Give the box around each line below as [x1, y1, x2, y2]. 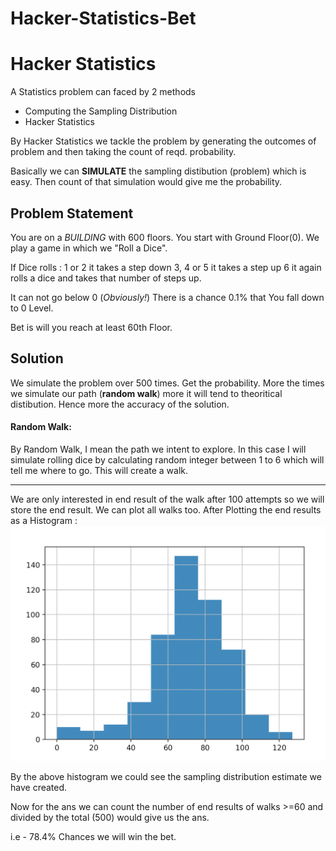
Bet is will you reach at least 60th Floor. [10, 321, 173, 333]
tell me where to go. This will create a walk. [10, 464, 189, 476]
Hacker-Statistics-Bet [10, 7, 197, 30]
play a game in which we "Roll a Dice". [10, 242, 168, 254]
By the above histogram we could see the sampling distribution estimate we [10, 771, 322, 783]
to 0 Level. [10, 302, 54, 314]
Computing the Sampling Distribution [24, 105, 178, 117]
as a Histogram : [10, 514, 78, 526]
